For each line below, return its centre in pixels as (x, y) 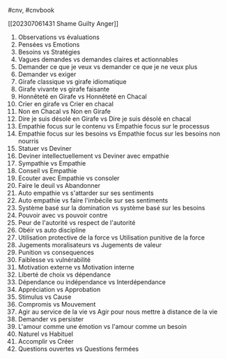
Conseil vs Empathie (47, 171)
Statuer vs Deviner (45, 148)
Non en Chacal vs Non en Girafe (64, 111)
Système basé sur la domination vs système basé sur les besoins (111, 208)
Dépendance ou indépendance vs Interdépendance (92, 282)
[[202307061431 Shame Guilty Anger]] (63, 23)
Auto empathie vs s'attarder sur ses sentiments (86, 193)
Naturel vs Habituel (46, 334)
